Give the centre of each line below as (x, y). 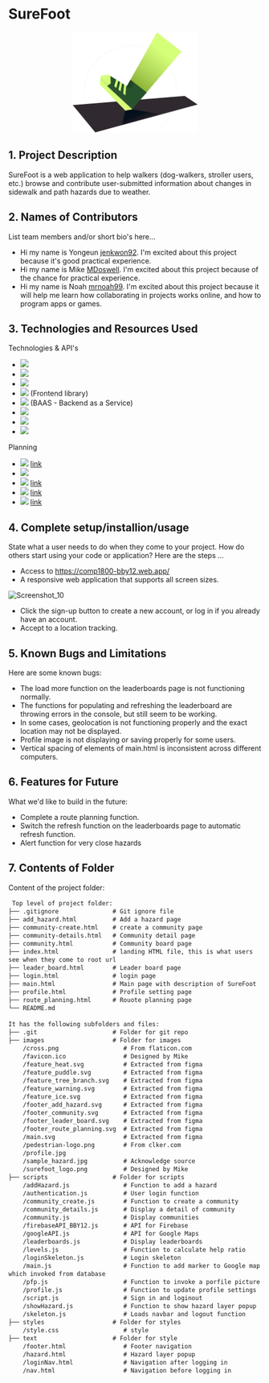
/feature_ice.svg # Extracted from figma (113, 1096)
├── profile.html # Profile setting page (100, 992)
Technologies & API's (43, 348)
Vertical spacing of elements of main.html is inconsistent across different (141, 748)
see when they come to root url (62, 959)
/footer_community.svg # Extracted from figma (113, 1112)
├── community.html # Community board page (100, 943)
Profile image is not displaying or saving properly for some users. (128, 739)
